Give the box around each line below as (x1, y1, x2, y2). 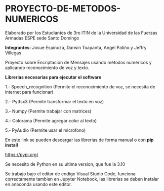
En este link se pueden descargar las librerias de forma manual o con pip (5, 137, 154, 143)
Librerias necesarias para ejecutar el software (5, 74, 102, 80)
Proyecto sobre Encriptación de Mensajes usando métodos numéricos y (5, 59, 152, 65)
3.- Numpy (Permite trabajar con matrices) (5, 108, 92, 114)
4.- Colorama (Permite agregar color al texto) (5, 117, 97, 123)
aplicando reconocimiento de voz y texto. (5, 65, 89, 71)
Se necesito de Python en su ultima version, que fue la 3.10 (5, 161, 125, 167)
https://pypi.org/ (5, 152, 39, 157)
